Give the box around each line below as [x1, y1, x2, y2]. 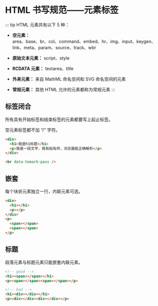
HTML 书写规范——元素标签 [5, 4, 119, 16]
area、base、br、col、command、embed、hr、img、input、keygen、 [12, 38, 156, 44]
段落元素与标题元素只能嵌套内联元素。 [5, 259, 83, 265]
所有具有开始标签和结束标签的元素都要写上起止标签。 [5, 116, 113, 122]
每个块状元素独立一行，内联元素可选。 [5, 188, 83, 194]
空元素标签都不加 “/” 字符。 [5, 127, 60, 133]
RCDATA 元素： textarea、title [12, 65, 74, 72]
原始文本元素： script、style [12, 55, 70, 61]
